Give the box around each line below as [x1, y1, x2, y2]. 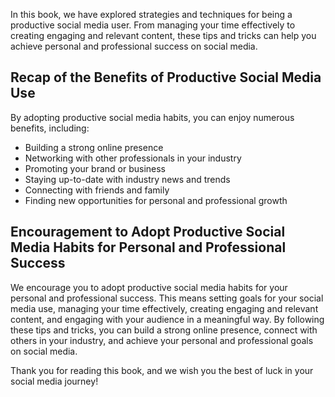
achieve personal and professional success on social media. [10, 40, 258, 52]
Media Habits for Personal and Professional [10, 239, 287, 256]
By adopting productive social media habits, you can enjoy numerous [10, 111, 295, 123]
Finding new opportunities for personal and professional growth [24, 194, 288, 206]
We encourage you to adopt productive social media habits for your [10, 281, 288, 293]
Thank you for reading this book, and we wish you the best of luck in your [10, 364, 314, 376]
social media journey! [10, 375, 99, 387]
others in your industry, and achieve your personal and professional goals [10, 334, 314, 346]
